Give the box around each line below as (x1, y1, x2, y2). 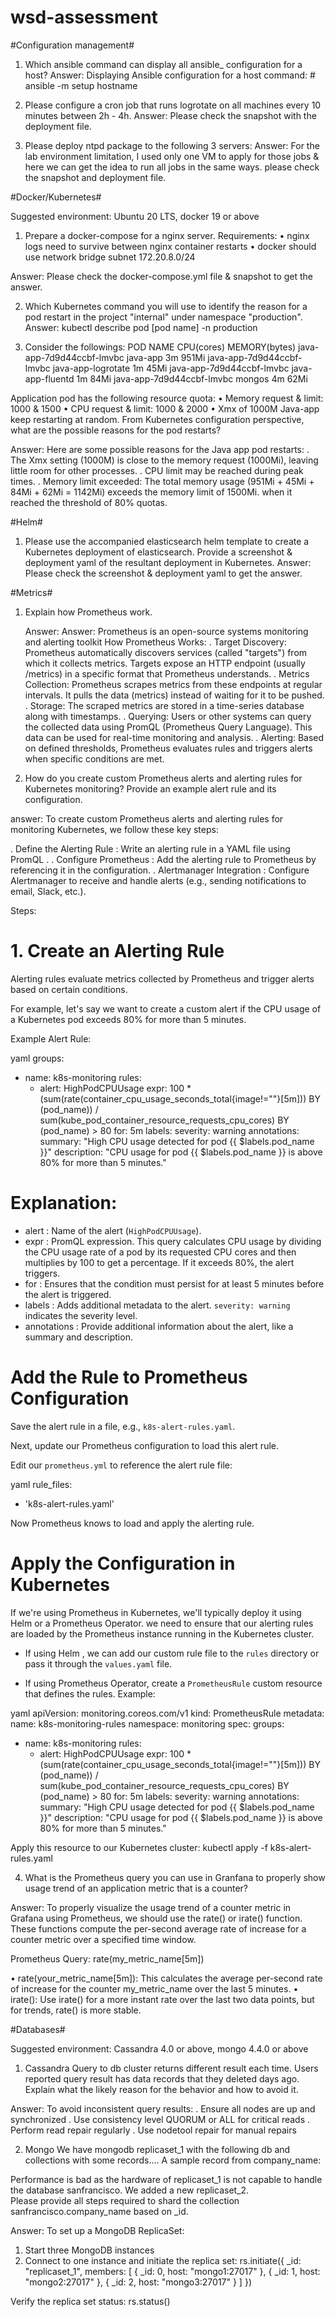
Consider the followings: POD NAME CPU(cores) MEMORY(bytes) (24, 341, 297, 353)
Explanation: (10, 1192, 118, 1215)
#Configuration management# (10, 39, 135, 51)
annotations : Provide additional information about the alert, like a (24, 1320, 294, 1332)
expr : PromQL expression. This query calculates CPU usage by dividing (24, 1235, 322, 1247)
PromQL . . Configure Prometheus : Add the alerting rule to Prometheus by (10, 853, 317, 865)
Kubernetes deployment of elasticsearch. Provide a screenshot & (24, 546, 293, 558)
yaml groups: (10, 1052, 65, 1064)
